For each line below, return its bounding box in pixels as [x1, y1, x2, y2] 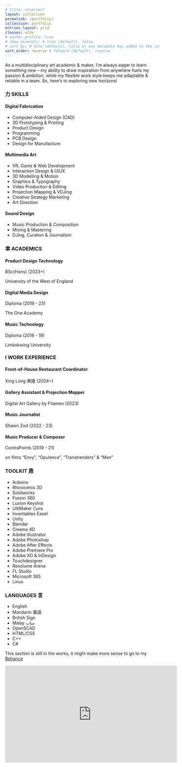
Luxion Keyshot [12, 500, 44, 506]
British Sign [12, 614, 36, 621]
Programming [12, 130, 40, 136]
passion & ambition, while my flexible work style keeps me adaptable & [5, 72, 148, 78]
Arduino [12, 479, 28, 485]
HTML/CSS [12, 630, 35, 636]
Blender [12, 521, 28, 527]
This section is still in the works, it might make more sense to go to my [5, 650, 147, 656]
